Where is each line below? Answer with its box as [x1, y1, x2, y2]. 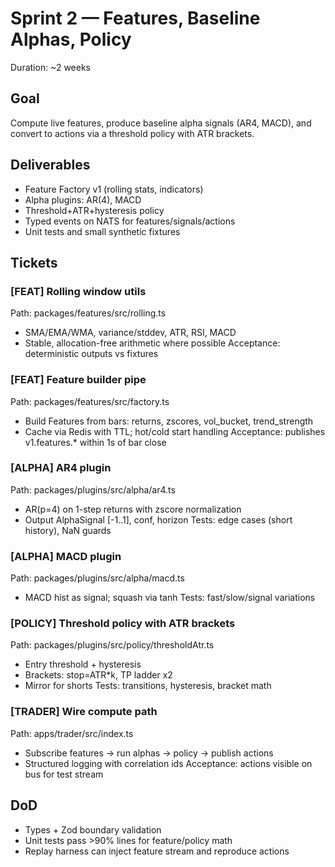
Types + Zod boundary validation [24, 823, 162, 836]
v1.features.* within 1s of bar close [24, 436, 167, 448]
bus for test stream [24, 768, 104, 780]
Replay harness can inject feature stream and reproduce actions [24, 845, 290, 857]
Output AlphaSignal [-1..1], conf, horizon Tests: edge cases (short [24, 513, 293, 526]
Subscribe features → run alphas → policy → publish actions [24, 747, 274, 759]
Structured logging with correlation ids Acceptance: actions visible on [24, 757, 313, 769]
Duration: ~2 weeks [10, 61, 91, 73]
